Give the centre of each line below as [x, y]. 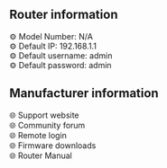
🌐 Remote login [38, 135]
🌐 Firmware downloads [53, 145]
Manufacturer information [84, 93]
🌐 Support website [44, 115]
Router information [64, 15]
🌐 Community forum [47, 125]
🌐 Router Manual [41, 155]
